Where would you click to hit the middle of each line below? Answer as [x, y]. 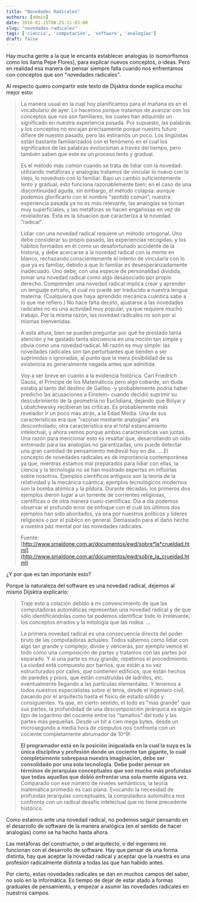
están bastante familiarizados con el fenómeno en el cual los [94, 141]
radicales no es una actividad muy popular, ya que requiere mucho [101, 309]
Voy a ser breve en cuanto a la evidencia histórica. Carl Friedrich [99, 375]
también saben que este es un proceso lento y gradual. [87, 154]
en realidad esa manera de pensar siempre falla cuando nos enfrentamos [95, 68]
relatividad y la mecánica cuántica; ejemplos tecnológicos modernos [103, 482]
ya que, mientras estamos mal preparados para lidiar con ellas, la [99, 463]
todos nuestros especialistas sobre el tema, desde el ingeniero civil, [103, 690]
